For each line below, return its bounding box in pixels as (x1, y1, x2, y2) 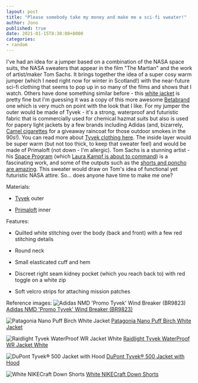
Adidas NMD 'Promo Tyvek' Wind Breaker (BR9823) (6, 305, 133, 312)
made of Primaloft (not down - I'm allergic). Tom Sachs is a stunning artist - (6, 146, 190, 153)
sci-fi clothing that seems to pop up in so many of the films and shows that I (6, 83, 191, 90)
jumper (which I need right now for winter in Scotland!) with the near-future (6, 77, 190, 84)
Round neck (14, 247, 44, 254)
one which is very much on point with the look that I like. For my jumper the (6, 102, 190, 109)
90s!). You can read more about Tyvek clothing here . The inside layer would (6, 134, 191, 141)
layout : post (6, 8, 39, 15)
